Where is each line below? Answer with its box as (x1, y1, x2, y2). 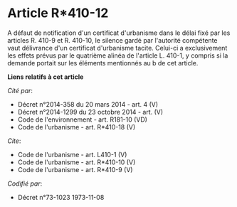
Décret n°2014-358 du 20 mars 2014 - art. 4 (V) (17, 100, 159, 108)
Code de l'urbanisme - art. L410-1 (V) (17, 150, 127, 159)
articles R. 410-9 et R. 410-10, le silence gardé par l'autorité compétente (7, 36, 218, 44)
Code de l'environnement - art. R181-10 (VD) (17, 115, 148, 124)
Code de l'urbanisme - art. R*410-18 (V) (17, 122, 136, 131)
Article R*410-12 (7, 5, 109, 21)
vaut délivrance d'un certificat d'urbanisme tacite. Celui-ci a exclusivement (7, 43, 228, 52)
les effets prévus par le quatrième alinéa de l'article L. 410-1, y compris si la (7, 51, 228, 60)
